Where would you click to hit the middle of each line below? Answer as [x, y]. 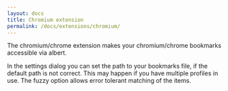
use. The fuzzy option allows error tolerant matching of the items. [99, 81]
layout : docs [26, 13]
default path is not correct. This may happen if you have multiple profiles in [113, 73]
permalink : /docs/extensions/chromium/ [64, 26]
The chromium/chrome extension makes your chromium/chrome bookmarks [114, 46]
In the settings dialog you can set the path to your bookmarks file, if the [108, 66]
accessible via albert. [37, 53]
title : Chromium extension [45, 20]
